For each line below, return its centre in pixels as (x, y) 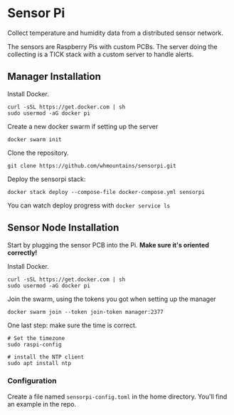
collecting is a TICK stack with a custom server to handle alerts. (101, 54)
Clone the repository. (38, 153)
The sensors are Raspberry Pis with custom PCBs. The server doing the (113, 46)
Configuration (32, 381)
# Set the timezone (36, 338)
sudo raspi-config (34, 344)
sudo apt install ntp (39, 363)
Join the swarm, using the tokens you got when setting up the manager (112, 299)
